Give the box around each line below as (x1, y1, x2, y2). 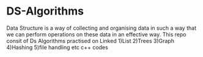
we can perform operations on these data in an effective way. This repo (6, 30, 186, 38)
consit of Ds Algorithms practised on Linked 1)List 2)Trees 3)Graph (6, 37, 174, 44)
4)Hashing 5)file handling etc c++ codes (6, 44, 108, 51)
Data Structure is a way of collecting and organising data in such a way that (6, 24, 197, 32)
